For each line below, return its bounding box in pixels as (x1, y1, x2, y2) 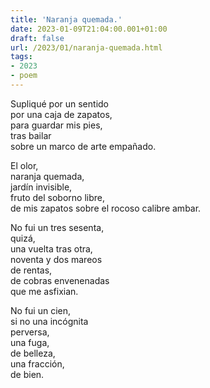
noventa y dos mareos (10, 253, 103, 265)
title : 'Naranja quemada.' (10, 14, 123, 25)
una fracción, (10, 357, 65, 370)
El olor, (10, 159, 39, 171)
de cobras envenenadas (10, 274, 110, 286)
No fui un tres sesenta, (10, 221, 105, 233)
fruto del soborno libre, (10, 191, 105, 203)
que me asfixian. (10, 285, 79, 297)
